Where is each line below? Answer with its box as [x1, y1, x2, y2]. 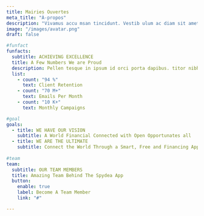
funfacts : [6, 48, 32, 55]
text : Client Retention [22, 82, 83, 88]
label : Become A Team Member [17, 189, 91, 195]
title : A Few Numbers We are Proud [12, 59, 102, 66]
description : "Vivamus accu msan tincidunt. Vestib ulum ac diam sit [6, 20, 186, 26]
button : [12, 178, 32, 184]
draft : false [6, 32, 39, 38]
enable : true [17, 184, 50, 190]
